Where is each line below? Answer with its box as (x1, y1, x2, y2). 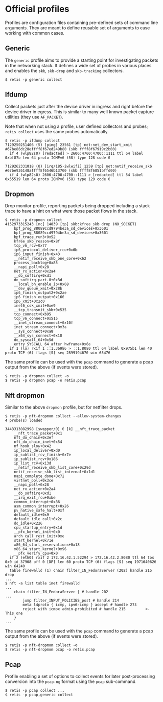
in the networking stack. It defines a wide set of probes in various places (5, 62, 152, 68)
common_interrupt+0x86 (14, 500, 60, 505)
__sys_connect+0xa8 (14, 329, 54, 334)
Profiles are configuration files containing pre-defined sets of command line (5, 20, 158, 25)
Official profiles (5, 3, 70, 15)
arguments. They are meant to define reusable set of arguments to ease (5, 24, 150, 30)
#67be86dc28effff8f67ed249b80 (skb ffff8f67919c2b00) (5, 146, 117, 151)
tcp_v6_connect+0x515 (14, 316, 58, 321)
